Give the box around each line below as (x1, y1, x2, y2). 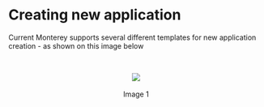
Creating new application (8, 6, 181, 24)
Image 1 (122, 89, 150, 99)
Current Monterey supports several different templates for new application (8, 32, 257, 42)
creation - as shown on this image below (8, 41, 144, 50)
